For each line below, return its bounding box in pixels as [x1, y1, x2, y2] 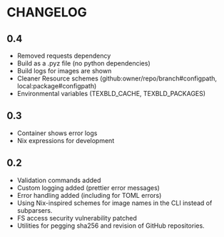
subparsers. [16, 206, 53, 214]
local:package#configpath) [16, 82, 97, 90]
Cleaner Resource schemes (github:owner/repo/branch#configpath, [16, 74, 218, 83]
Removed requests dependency [16, 51, 111, 60]
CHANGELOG [6, 4, 87, 21]
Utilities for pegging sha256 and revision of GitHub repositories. [16, 221, 205, 230]
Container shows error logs [16, 129, 98, 137]
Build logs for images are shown [16, 67, 112, 75]
